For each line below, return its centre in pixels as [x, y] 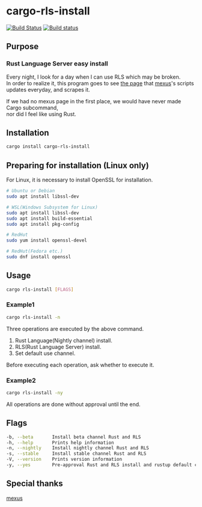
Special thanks [35, 484]
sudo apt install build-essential [50, 218]
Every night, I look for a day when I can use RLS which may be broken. [93, 77]
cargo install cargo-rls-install [48, 147]
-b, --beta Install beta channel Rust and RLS [74, 437]
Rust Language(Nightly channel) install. [63, 340]
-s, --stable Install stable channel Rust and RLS [76, 454]
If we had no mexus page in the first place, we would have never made [94, 101]
